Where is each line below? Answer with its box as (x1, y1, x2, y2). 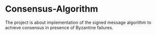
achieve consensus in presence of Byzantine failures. (5, 24, 114, 30)
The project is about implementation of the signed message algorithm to (5, 19, 152, 25)
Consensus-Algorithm (5, 3, 98, 15)
